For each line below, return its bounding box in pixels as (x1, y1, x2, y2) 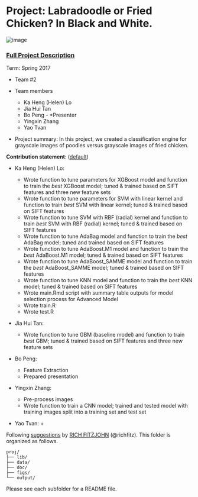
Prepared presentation (23, 373, 79, 380)
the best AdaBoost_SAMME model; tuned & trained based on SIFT (23, 264, 184, 272)
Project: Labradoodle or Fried (6, 4, 152, 18)
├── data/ (6, 460, 31, 466)
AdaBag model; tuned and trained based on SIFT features (23, 239, 164, 246)
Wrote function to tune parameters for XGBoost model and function (23, 176, 188, 183)
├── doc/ (6, 464, 28, 471)
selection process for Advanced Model (23, 296, 118, 303)
